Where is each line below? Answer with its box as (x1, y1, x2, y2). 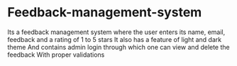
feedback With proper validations (7, 50, 105, 59)
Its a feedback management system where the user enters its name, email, (7, 28, 226, 36)
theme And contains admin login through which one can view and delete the (7, 43, 230, 51)
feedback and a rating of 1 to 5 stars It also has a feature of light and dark (7, 35, 222, 43)
